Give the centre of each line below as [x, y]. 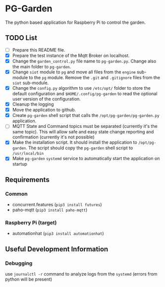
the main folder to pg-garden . [42, 66]
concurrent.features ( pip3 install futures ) [57, 205]
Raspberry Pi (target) [31, 223]
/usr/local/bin [28, 154]
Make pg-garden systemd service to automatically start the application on [86, 159]
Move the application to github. [44, 110]
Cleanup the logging [33, 104]
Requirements [27, 180]
